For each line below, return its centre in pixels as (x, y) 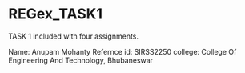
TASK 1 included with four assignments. (73, 36)
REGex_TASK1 (55, 14)
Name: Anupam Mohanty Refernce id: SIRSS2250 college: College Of (122, 51)
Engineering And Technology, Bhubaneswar (81, 60)
